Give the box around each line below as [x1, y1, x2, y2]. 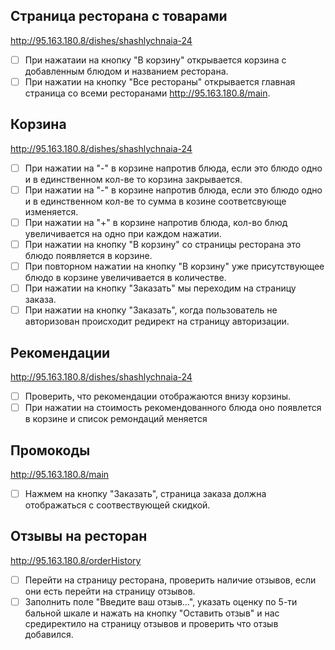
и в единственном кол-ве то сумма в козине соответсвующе [24, 195, 287, 207]
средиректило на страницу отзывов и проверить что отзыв [24, 617, 279, 629]
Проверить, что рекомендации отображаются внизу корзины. [24, 390, 292, 402]
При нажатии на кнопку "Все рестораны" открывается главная [24, 75, 296, 88]
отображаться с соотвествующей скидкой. [24, 499, 211, 511]
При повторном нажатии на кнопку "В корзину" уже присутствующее [24, 260, 325, 272]
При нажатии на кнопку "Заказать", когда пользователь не [24, 304, 278, 316]
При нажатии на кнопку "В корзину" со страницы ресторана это [24, 238, 302, 250]
